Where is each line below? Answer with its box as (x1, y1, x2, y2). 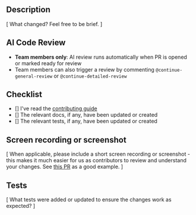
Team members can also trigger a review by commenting (14, 66, 154, 73)
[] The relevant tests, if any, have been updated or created (14, 118, 157, 125)
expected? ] (6, 203, 36, 210)
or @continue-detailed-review (53, 72, 127, 79)
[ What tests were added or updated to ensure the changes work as (6, 196, 172, 203)
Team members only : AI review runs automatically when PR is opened (14, 53, 187, 60)
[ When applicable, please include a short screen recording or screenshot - (6, 150, 190, 158)
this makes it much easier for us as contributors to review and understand (6, 157, 187, 164)
